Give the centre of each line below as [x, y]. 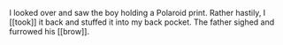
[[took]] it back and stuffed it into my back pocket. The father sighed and [142, 22]
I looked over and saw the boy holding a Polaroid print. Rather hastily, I [138, 13]
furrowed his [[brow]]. [50, 31]
